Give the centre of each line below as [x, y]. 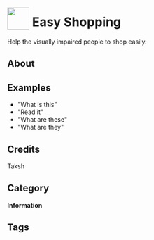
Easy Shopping [77, 22]
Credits [24, 149]
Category [28, 188]
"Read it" [30, 112]
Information [25, 205]
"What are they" [41, 127]
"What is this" [37, 105]
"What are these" [42, 120]
